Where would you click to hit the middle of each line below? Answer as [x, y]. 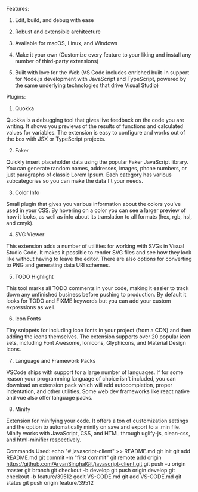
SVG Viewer [30, 234]
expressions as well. [31, 307]
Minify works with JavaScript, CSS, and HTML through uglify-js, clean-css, [98, 433]
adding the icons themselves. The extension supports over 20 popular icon [98, 337]
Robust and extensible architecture [58, 32]
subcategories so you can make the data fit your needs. [75, 181]
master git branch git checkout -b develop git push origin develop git [91, 470]
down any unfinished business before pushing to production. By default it [96, 295]
